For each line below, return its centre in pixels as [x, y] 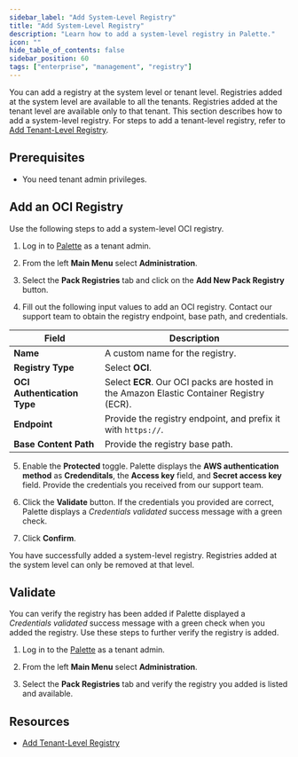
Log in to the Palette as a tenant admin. [94, 650]
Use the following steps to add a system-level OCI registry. [117, 228]
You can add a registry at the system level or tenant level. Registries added [146, 92]
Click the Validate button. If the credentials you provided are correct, [148, 501]
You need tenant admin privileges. [85, 179]
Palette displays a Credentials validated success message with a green [152, 511]
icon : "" [25, 42]
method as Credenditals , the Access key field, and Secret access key [152, 475]
